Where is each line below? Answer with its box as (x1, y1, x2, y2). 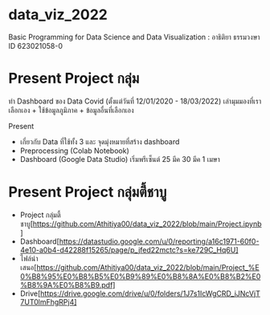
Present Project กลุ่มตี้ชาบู (8, 183, 167, 201)
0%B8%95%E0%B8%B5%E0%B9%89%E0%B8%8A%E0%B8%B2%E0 (19, 271, 261, 281)
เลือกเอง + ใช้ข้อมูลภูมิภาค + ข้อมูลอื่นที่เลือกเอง (8, 105, 134, 115)
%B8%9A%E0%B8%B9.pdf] (19, 280, 116, 289)
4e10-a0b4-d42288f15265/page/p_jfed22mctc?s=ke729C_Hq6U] (19, 244, 239, 254)
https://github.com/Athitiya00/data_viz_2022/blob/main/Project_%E (35, 262, 260, 272)
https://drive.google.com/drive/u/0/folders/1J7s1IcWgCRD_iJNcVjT (39, 289, 261, 298)
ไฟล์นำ (19, 253, 39, 263)
